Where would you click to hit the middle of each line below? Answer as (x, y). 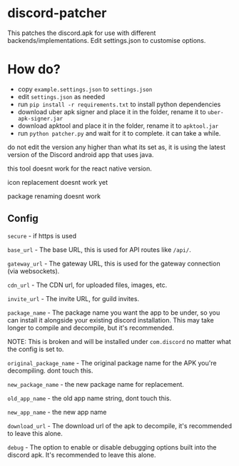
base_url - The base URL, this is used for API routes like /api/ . (99, 249)
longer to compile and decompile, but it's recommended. (91, 328)
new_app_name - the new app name (57, 412)
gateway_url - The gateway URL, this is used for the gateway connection (114, 263)
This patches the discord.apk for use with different (82, 33)
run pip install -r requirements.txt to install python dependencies (119, 104)
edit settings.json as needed (61, 96)
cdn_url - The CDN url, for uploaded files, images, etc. (87, 285)
